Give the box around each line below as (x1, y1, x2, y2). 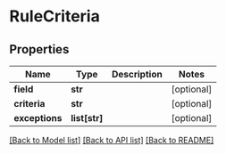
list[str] (71, 112, 104, 124)
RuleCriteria (9, 6, 100, 27)
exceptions (13, 112, 63, 124)
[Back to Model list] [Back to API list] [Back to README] (9, 135, 214, 145)
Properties (9, 42, 70, 57)
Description (111, 69, 163, 80)
